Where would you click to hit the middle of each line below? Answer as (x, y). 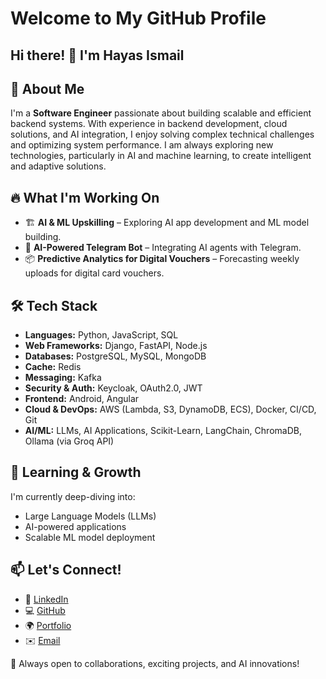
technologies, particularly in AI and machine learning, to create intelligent (161, 156)
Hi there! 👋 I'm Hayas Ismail (97, 55)
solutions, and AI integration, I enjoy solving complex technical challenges (162, 134)
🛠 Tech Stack (54, 305)
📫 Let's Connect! (66, 570)
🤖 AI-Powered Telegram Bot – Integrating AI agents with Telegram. (163, 248)
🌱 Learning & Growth (76, 472)
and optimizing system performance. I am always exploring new (142, 145)
